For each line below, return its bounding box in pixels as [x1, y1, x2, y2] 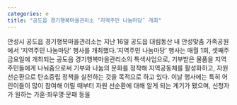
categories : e [7, 10, 50, 18]
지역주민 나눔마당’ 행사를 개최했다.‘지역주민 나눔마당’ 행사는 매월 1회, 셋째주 [22, 46, 230, 54]
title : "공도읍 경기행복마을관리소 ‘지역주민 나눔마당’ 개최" [7, 17, 162, 24]
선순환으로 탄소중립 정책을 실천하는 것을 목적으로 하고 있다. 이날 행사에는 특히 [7, 72, 221, 81]
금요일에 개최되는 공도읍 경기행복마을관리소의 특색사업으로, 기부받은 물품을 [7, 54, 214, 63]
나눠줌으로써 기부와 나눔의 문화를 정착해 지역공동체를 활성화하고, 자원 [37, 63, 229, 72]
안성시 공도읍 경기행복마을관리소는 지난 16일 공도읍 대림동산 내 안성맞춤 [7, 37, 205, 46]
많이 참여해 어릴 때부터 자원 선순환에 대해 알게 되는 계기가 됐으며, [31, 81, 211, 89]
